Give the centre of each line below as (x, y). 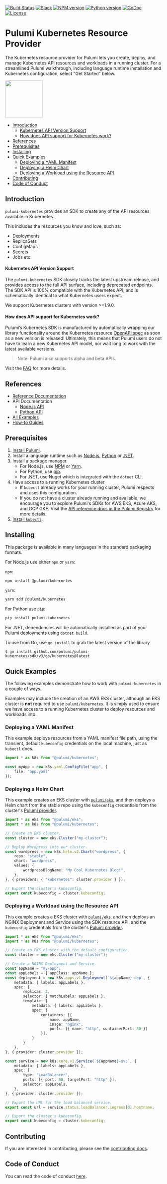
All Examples (25, 417)
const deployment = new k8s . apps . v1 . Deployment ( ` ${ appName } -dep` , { (78, 978)
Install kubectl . (28, 519)
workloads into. (21, 715)
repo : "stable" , (31, 856)
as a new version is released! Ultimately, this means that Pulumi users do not (83, 338)
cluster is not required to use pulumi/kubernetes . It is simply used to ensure (82, 704)
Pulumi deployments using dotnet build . (47, 633)
